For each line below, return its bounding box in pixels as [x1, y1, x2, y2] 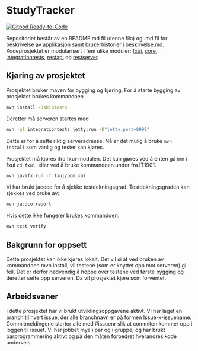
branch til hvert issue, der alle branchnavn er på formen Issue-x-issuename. [6, 314, 192, 321]
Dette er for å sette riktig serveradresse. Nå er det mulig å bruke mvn [6, 137, 172, 144]
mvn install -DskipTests [6, 104, 68, 110]
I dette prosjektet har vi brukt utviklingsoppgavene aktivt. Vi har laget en [6, 307, 183, 314]
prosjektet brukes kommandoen [6, 92, 84, 100]
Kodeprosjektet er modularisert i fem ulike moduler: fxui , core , [6, 47, 158, 54]
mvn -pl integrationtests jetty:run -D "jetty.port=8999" [6, 126, 150, 132]
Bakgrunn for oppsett [6, 240, 87, 250]
